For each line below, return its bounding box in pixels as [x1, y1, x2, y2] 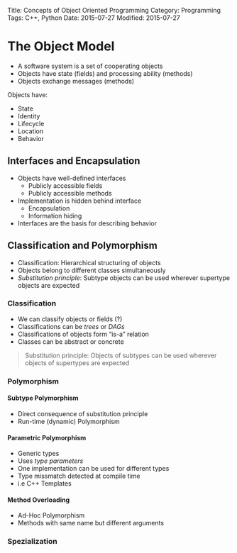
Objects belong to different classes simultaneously [17, 266, 166, 274]
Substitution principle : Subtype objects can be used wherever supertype [17, 273, 231, 282]
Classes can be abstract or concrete [17, 337, 124, 346]
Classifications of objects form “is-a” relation [17, 330, 149, 338]
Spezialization [7, 537, 58, 547]
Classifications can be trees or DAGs [17, 322, 126, 330]
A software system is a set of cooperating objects [17, 62, 163, 70]
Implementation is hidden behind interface [17, 196, 142, 205]
